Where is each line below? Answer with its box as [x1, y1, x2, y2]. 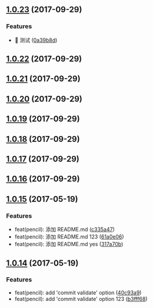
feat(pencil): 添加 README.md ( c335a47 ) [14, 226, 115, 233]
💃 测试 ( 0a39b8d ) [14, 37, 58, 44]
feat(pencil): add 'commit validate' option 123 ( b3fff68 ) [14, 295, 148, 302]
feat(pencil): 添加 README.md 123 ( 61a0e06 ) [14, 233, 125, 240]
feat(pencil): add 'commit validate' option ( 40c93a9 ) [14, 289, 142, 296]
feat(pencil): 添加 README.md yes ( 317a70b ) [14, 241, 124, 248]
